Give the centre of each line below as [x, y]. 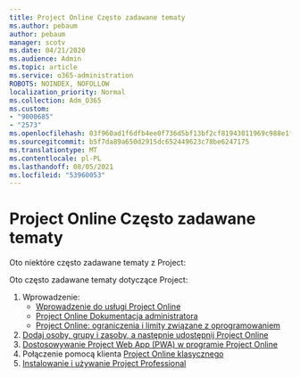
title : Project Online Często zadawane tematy [97, 17]
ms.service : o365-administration [71, 76]
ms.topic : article [43, 68]
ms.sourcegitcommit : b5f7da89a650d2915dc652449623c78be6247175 [129, 142]
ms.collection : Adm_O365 [55, 100]
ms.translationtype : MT [54, 150]
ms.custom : [29, 109]
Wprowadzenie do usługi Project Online [108, 307]
